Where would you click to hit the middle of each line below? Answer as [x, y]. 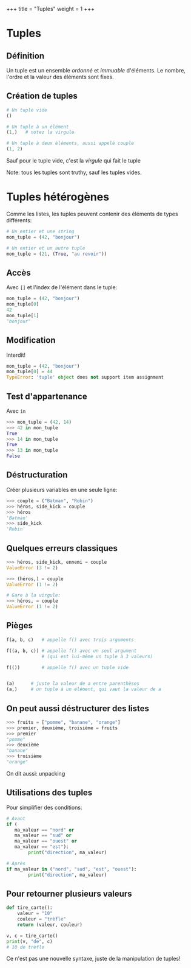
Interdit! [16, 355]
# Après [16, 863]
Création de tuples [42, 96]
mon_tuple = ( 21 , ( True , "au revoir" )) [57, 254]
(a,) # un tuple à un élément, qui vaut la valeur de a [84, 689]
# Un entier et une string [40, 231]
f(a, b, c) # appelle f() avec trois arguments [70, 640]
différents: [19, 220]
